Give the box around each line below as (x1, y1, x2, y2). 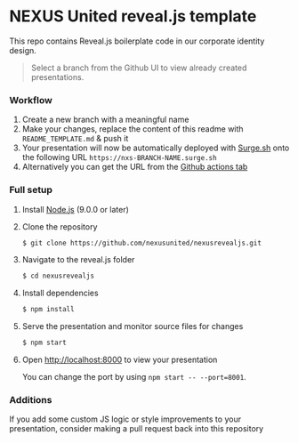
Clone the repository (21, 221, 98, 232)
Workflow (9, 93, 53, 106)
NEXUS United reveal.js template (9, 6, 257, 27)
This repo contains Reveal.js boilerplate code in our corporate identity (9, 36, 265, 46)
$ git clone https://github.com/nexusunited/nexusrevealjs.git (21, 238, 262, 247)
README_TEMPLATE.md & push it (21, 133, 129, 144)
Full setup (9, 184, 53, 197)
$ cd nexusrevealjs (21, 271, 95, 281)
